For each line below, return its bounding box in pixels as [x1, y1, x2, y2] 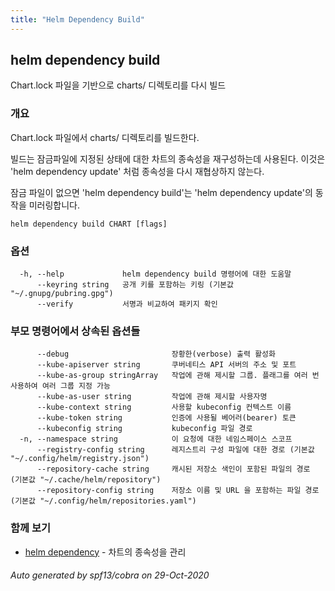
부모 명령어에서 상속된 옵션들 [10, 324, 141, 338]
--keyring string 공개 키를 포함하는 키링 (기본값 [36, 280, 234, 290]
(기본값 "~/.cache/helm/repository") [10, 475, 162, 485]
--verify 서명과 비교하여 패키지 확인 [36, 299, 218, 310]
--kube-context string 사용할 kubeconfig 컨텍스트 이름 [36, 402, 292, 413]
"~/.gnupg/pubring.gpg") [10, 289, 114, 299]
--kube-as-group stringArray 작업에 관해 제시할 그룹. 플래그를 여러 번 [36, 371, 320, 381]
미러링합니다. [28, 199, 81, 211]
